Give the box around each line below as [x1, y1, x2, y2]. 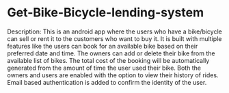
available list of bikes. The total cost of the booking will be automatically [7, 56, 210, 64]
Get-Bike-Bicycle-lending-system [7, 5, 204, 21]
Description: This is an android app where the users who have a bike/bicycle [7, 27, 222, 36]
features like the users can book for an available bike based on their [7, 42, 198, 50]
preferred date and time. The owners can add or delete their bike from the [7, 49, 215, 57]
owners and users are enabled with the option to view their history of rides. [7, 70, 219, 79]
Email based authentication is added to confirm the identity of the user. [7, 78, 207, 86]
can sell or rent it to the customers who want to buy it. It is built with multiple [7, 34, 222, 42]
